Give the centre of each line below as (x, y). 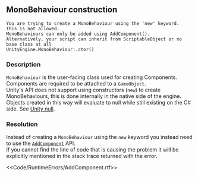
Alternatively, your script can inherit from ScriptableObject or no (94, 39)
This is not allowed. (33, 29)
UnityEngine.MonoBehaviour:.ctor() (50, 49)
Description (23, 64)
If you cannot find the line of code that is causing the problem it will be (92, 150)
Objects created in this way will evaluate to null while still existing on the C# (99, 103)
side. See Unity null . (31, 109)
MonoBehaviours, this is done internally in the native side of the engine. (94, 96)
